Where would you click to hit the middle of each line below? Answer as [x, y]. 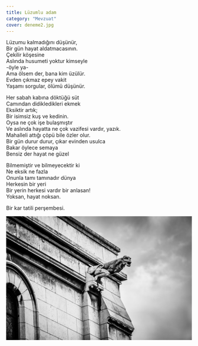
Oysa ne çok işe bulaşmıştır [39, 123]
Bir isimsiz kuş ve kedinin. [37, 116]
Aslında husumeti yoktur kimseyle [47, 61]
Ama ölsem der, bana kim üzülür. [46, 74]
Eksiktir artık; [22, 110]
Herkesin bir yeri [26, 184]
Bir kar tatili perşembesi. [36, 208]
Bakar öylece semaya [32, 148]
